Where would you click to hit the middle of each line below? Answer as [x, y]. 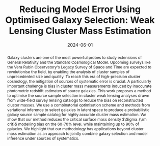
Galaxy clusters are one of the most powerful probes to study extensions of [74, 58]
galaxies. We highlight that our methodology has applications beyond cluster [75, 129]
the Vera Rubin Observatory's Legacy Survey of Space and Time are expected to [79, 67]
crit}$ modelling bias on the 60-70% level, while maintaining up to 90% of [73, 124]
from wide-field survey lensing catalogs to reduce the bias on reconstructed [75, 100]
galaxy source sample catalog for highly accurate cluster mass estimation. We [77, 114]
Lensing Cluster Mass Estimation [80, 31]
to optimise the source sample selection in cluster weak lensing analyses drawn [78, 96]
